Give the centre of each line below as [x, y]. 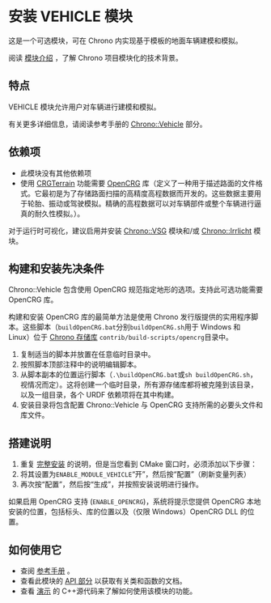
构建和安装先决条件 [56, 268]
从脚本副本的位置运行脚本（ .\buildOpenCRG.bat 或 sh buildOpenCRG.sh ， [138, 375]
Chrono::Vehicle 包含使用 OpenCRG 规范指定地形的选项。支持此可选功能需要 [136, 290]
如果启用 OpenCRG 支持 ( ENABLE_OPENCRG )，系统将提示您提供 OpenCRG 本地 [135, 502]
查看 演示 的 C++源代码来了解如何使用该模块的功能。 [108, 591]
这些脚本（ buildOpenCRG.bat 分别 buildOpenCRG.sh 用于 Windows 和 [131, 327]
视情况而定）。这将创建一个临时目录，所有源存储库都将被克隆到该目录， [139, 384]
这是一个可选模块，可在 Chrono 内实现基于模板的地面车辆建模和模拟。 [125, 40]
